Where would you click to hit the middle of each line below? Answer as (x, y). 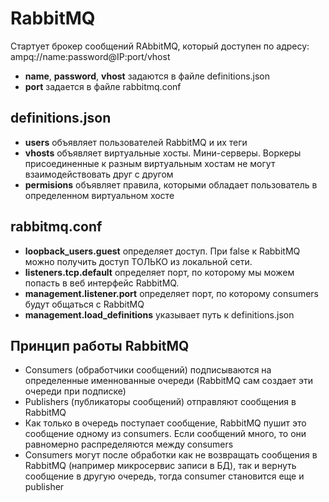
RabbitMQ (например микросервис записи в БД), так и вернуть (160, 466)
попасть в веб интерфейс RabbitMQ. (102, 283)
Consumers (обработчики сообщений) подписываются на (148, 370)
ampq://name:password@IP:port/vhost (90, 56)
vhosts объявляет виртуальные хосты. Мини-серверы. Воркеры (163, 153)
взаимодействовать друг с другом (99, 174)
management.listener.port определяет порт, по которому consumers (171, 293)
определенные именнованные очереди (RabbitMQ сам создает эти (169, 381)
